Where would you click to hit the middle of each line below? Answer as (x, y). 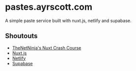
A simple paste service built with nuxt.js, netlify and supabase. (68, 21)
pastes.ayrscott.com (49, 7)
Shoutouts (21, 36)
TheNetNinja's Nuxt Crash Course (47, 47)
